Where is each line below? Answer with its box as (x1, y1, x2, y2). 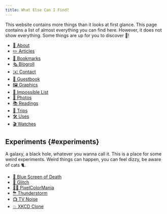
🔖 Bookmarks (12, 55, 41, 61)
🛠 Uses (12, 113, 29, 119)
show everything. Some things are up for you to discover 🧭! (5, 32, 129, 38)
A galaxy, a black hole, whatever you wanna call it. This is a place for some (5, 151, 162, 157)
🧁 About (12, 42, 30, 48)
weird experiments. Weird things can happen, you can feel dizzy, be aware (5, 156, 161, 163)
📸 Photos (12, 94, 32, 100)
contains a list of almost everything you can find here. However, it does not (5, 26, 162, 33)
